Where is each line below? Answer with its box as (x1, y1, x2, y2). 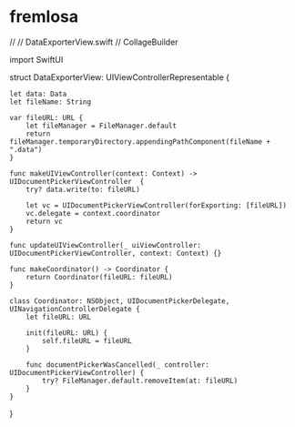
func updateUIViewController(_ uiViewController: (9, 240, 202, 249)
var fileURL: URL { (9, 113, 84, 122)
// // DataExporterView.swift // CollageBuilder (9, 36, 179, 47)
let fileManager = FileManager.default (25, 121, 178, 130)
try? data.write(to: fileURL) (25, 185, 141, 194)
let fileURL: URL (25, 312, 92, 321)
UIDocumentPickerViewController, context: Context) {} (9, 249, 222, 258)
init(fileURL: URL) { (25, 328, 107, 338)
